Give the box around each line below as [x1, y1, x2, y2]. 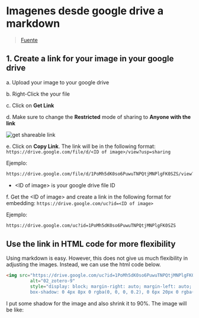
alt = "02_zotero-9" [30, 278, 76, 284]
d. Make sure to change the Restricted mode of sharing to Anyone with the [6, 113, 191, 120]
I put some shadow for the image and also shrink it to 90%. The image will [6, 300, 187, 307]
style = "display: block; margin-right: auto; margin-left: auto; [30, 284, 192, 289]
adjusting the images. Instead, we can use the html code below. [6, 261, 161, 268]
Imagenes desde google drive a [6, 4, 164, 18]
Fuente [20, 36, 38, 43]
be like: [6, 306, 24, 313]
